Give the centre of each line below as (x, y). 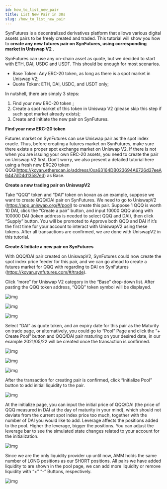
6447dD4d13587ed (25, 176)
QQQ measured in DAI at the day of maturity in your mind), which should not (83, 410)
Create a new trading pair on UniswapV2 (48, 185)
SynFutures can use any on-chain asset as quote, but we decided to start (80, 59)
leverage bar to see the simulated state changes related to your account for (83, 431)
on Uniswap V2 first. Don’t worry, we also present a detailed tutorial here (80, 160)
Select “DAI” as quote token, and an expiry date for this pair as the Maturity (82, 326)
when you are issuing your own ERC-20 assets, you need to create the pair (82, 154)
